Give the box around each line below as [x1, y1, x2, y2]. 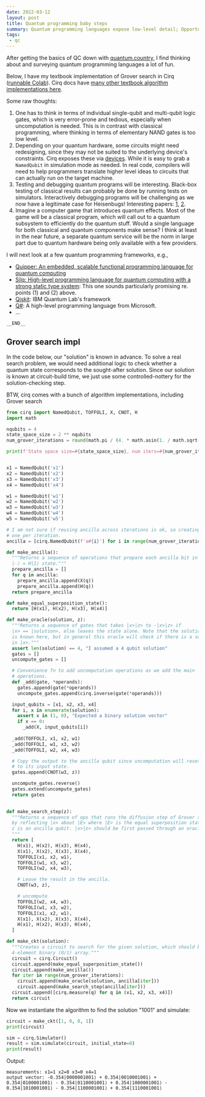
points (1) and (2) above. [15, 289, 77, 296]
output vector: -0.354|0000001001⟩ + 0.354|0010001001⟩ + [6, 1074, 157, 1080]
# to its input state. [12, 764, 70, 770]
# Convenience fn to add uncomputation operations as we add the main [12, 667, 195, 674]
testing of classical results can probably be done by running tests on [15, 187, 188, 195]
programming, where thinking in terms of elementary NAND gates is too [15, 129, 196, 136]
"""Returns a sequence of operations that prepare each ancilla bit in [12, 555, 198, 561]
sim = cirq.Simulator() [6, 1035, 67, 1041]
